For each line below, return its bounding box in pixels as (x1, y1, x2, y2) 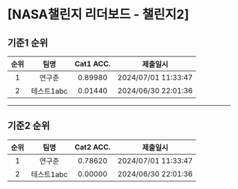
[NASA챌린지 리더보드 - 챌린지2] (7, 6, 189, 23)
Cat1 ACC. (74, 59, 111, 68)
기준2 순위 (7, 120, 50, 132)
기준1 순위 (7, 37, 48, 49)
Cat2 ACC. (74, 142, 111, 152)
